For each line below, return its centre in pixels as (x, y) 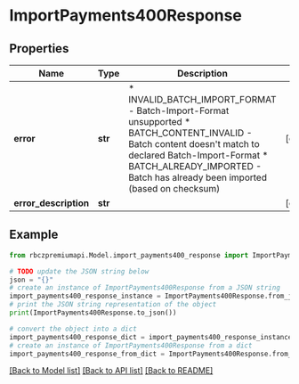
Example (34, 235)
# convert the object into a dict (73, 329)
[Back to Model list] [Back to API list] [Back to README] (111, 371)
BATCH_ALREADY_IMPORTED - (195, 166)
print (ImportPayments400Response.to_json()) (93, 313)
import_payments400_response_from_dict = (87, 354)
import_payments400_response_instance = (85, 296)
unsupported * (160, 122)
